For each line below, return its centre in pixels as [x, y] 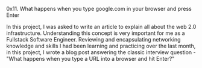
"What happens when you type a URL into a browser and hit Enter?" [90, 59]
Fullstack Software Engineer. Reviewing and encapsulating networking [93, 39]
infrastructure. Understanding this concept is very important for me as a [96, 33]
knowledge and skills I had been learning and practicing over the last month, [101, 46]
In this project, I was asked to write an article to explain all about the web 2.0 [101, 27]
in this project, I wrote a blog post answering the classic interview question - [101, 52]
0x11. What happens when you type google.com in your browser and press [99, 9]
